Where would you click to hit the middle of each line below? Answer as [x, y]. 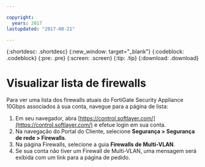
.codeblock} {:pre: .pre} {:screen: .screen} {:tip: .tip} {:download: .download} [102, 58]
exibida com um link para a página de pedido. [73, 158]
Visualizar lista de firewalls [76, 83]
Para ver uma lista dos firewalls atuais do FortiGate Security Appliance [95, 100]
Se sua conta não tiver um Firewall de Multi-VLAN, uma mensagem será [106, 151]
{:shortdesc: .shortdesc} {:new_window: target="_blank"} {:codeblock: [95, 52]
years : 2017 [27, 23]
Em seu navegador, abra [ [48, 118]
